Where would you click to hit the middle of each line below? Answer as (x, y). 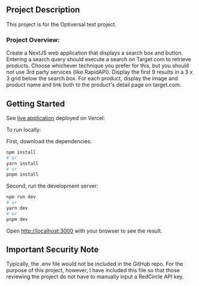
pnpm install (22, 174)
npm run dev (21, 197)
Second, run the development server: (52, 186)
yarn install (22, 163)
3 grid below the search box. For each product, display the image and (92, 79)
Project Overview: (33, 40)
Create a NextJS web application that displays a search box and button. (95, 53)
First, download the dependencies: (49, 141)
